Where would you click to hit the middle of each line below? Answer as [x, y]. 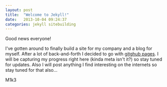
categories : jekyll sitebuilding [41, 24]
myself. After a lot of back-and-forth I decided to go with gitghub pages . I [82, 54]
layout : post [19, 10]
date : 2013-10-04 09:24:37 [36, 19]
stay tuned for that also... [31, 70]
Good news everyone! [28, 39]
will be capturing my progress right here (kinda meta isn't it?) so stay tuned [84, 60]
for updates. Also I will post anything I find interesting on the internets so [81, 65]
